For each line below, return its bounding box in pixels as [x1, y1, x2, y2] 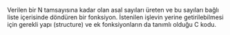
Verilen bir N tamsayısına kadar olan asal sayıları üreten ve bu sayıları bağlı [7, 6, 220, 14]
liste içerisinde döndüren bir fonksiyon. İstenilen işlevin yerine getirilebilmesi [7, 13, 224, 21]
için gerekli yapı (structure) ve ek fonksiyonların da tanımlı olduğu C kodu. [7, 21, 217, 28]
